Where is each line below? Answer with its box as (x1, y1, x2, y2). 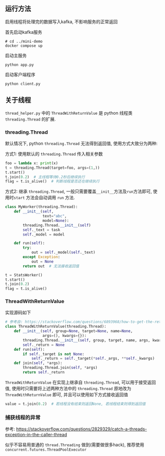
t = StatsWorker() (5, 273, 43, 277)
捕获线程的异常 (5, 414, 41, 421)
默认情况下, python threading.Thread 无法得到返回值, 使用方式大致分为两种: (5, 140, 158, 146)
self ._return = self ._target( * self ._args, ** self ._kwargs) (31, 356, 155, 361)
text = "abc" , (42, 213, 67, 219)
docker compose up (5, 43, 43, 48)
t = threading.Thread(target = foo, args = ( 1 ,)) (5, 165, 100, 170)
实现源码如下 (5, 309, 31, 316)
